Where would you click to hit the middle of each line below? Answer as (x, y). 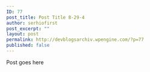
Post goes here (25, 62)
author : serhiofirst (32, 23)
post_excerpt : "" (28, 28)
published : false (28, 46)
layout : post (23, 34)
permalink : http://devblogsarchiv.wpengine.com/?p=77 (75, 40)
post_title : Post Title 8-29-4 (45, 17)
